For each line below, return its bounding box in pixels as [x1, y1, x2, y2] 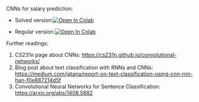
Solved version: [14, 17, 53, 23]
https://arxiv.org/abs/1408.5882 [14, 89, 93, 96]
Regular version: [14, 28, 55, 35]
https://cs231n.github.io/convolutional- [81, 51, 177, 58]
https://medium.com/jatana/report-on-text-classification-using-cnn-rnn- [14, 70, 193, 77]
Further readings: [6, 40, 49, 47]
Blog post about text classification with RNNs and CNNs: [14, 64, 153, 71]
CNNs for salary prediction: [6, 5, 73, 12]
